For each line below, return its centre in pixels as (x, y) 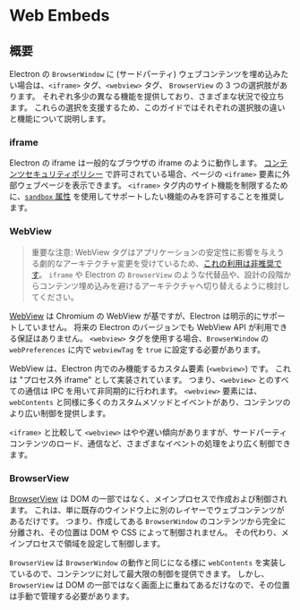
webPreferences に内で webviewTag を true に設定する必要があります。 (137, 349)
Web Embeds (60, 16)
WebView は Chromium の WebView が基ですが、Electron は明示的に (136, 316)
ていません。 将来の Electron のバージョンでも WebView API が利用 (148, 326)
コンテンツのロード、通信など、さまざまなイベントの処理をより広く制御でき (150, 443)
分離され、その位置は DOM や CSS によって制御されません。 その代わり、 (146, 532)
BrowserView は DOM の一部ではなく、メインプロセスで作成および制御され (148, 498)
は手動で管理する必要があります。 (72, 596)
